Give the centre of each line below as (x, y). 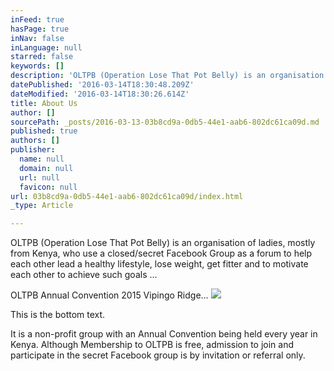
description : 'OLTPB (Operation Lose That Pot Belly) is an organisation (167, 76)
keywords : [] (37, 66)
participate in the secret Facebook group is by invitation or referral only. (158, 355)
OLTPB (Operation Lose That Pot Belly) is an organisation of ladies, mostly (163, 243)
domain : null (46, 168)
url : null (39, 177)
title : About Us (44, 103)
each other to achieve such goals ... (84, 275)
